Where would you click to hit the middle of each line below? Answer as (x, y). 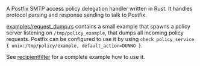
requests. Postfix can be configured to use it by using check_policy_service (100, 39)
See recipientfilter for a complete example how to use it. (76, 57)
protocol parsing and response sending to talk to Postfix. (77, 15)
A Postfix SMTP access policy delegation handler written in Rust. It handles (99, 9)
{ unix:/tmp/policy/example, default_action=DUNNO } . (74, 45)
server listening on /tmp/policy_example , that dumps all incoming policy (95, 33)
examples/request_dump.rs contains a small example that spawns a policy (98, 26)
